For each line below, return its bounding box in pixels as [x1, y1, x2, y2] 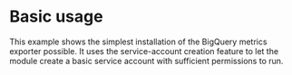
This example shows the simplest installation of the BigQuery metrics [9, 36, 268, 47]
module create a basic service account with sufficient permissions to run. [9, 55, 284, 66]
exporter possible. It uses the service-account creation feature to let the [9, 45, 279, 56]
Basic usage [9, 6, 103, 27]
